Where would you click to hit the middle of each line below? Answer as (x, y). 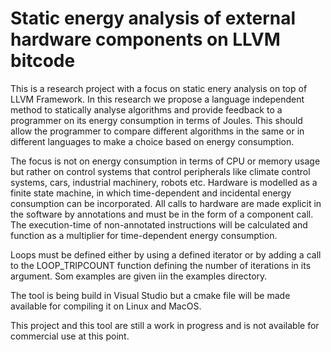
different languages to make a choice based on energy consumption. (152, 141)
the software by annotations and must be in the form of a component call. (162, 214)
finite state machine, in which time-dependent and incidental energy (151, 193)
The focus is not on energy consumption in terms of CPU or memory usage (165, 161)
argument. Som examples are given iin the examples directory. (139, 276)
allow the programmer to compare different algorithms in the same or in (157, 131)
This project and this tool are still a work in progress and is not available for (165, 325)
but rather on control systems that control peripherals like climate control (160, 171)
